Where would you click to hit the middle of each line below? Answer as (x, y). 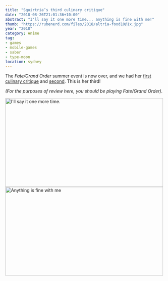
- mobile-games (21, 48)
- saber (13, 52)
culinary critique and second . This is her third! (53, 81)
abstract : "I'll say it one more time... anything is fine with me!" (80, 19)
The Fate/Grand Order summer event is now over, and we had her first (78, 76)
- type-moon (18, 57)
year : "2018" (19, 29)
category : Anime (22, 33)
